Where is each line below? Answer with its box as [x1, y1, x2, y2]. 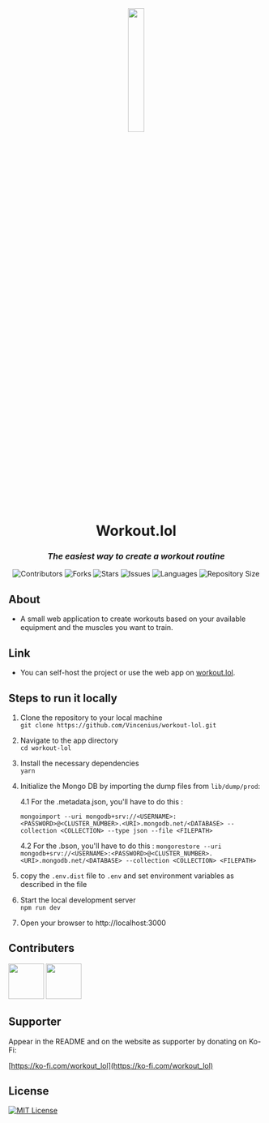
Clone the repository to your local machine [19, 713, 163, 722]
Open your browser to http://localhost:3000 [19, 918, 166, 928]
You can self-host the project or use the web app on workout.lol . [19, 668, 236, 678]
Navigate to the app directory [19, 735, 119, 745]
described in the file [19, 879, 88, 889]
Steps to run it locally [8, 691, 117, 705]
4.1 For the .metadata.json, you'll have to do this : [19, 796, 184, 806]
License [8, 1084, 49, 1098]
